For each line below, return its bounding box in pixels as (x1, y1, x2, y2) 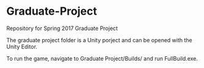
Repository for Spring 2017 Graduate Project (6, 25, 118, 32)
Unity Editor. (6, 43, 38, 50)
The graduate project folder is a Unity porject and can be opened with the (6, 36, 192, 43)
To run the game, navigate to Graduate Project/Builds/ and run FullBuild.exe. (6, 55, 198, 62)
